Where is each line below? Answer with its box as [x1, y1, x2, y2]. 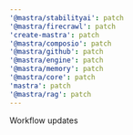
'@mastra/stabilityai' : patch [9, 13, 125, 23]
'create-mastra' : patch [9, 30, 100, 39]
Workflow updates [9, 115, 79, 126]
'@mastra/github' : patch [9, 47, 104, 57]
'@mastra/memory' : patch [9, 65, 104, 74]
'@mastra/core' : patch [9, 73, 96, 82]
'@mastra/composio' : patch [9, 38, 112, 48]
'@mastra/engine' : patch [9, 56, 104, 65]
